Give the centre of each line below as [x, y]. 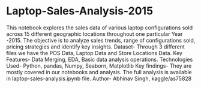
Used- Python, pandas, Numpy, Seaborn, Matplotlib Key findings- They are [99, 66]
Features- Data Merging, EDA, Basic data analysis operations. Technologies [100, 59]
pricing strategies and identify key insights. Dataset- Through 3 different [95, 47]
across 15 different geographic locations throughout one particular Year [94, 34]
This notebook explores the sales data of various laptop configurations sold [100, 28]
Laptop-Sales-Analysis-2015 [80, 11]
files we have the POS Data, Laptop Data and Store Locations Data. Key [94, 53]
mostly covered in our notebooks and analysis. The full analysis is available [99, 72]
